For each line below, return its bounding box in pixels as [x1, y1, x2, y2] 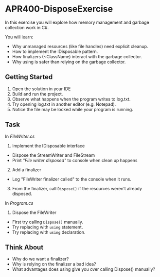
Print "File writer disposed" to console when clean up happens [12, 157, 138, 163]
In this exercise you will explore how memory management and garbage [5, 19, 149, 25]
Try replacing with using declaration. [12, 229, 86, 235]
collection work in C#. [5, 24, 49, 30]
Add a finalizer [12, 166, 41, 173]
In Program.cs [5, 200, 34, 206]
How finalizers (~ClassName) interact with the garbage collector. [12, 53, 142, 59]
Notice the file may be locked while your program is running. [12, 106, 134, 112]
